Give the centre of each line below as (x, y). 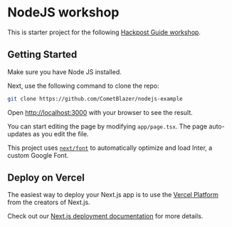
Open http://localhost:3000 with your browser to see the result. (100, 112)
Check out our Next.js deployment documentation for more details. (105, 216)
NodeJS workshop (63, 12)
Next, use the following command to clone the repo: (83, 86)
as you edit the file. (61, 133)
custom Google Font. (38, 155)
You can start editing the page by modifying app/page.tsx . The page (107, 126)
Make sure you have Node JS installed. (65, 71)
